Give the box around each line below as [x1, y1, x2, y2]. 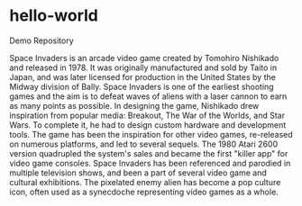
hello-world [9, 5, 99, 26]
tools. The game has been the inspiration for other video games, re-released [9, 129, 293, 139]
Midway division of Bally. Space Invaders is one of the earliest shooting [9, 81, 274, 92]
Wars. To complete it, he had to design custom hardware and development [9, 119, 287, 130]
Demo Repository [9, 35, 74, 46]
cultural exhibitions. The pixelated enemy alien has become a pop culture [9, 176, 281, 187]
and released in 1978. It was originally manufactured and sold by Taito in [9, 62, 278, 73]
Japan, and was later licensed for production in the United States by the [9, 71, 277, 82]
